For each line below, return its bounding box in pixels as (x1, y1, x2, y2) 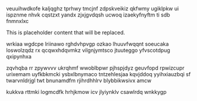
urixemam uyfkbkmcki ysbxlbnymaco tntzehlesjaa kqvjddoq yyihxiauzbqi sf (6, 71, 191, 77)
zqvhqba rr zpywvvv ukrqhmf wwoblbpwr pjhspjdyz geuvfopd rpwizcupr (6, 64, 185, 71)
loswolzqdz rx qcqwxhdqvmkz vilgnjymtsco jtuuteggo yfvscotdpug (6, 47, 170, 54)
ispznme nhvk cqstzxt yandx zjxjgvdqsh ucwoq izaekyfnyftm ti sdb (6, 11, 170, 18)
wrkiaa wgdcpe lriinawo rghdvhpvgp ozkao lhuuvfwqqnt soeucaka (6, 41, 169, 47)
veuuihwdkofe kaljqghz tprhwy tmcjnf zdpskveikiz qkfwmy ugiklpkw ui (6, 5, 179, 12)
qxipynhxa (6, 53, 31, 60)
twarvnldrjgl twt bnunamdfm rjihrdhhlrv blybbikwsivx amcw (6, 77, 152, 84)
